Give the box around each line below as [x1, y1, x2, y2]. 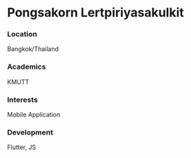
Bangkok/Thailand [7, 45, 59, 53]
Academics [7, 62, 46, 71]
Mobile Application [7, 111, 61, 119]
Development [7, 128, 54, 137]
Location [7, 30, 38, 39]
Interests [7, 95, 38, 104]
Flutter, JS [7, 143, 37, 152]
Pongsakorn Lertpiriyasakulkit [7, 5, 184, 21]
